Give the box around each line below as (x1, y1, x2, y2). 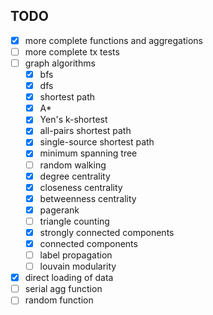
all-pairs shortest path (39, 125, 132, 137)
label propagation (39, 249, 113, 261)
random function (24, 294, 94, 306)
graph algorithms (24, 57, 96, 69)
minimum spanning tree (39, 147, 138, 159)
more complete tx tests (24, 45, 120, 58)
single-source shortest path (39, 136, 155, 148)
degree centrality (39, 170, 111, 182)
